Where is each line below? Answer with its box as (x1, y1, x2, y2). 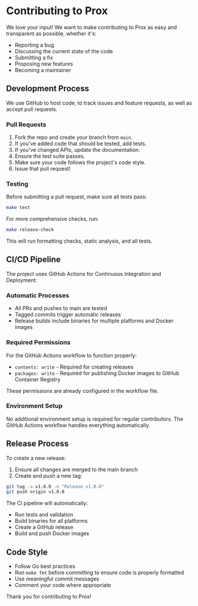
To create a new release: (6, 454, 66, 461)
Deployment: (6, 276, 37, 284)
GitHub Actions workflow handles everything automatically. (6, 421, 151, 429)
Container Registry (14, 376, 61, 383)
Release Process (6, 439, 69, 449)
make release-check (6, 227, 54, 233)
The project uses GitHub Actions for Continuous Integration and (6, 270, 161, 277)
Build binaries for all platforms (14, 517, 88, 524)
